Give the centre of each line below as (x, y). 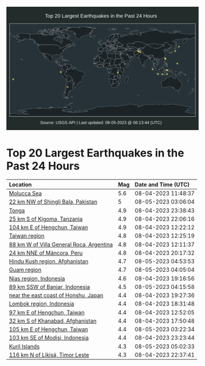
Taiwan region (27, 236)
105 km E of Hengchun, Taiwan (49, 329)
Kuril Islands (24, 346)
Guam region (25, 270)
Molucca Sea (25, 194)
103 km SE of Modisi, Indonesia (49, 338)
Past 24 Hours (43, 166)
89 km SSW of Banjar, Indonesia (49, 287)
